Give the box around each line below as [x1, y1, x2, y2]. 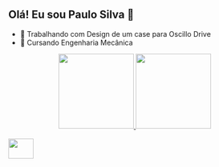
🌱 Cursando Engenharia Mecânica [19, 38, 134, 47]
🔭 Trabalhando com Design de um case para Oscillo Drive [19, 29, 211, 38]
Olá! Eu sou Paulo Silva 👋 [8, 8, 135, 22]
